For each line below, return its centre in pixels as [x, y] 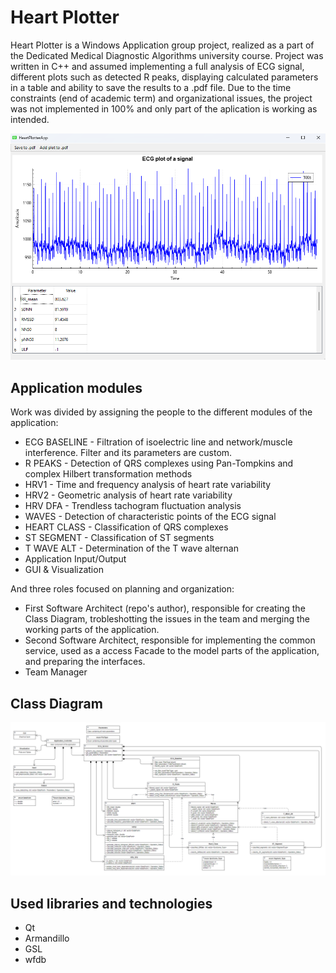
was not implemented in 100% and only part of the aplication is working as [164, 108]
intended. [30, 119]
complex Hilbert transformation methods [108, 474]
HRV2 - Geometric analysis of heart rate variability [128, 495]
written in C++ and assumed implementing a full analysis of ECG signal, [157, 66]
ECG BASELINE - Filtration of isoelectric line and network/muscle [158, 442]
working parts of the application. [92, 630]
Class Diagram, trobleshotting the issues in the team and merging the [167, 619]
